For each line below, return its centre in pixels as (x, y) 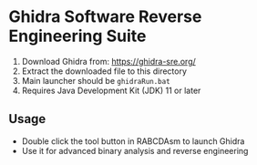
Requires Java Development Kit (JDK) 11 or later (111, 90)
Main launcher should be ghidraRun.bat (96, 80)
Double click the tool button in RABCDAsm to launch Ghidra (133, 141)
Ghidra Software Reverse (105, 17)
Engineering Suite (77, 36)
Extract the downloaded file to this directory (104, 71)
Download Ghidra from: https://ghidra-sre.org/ (109, 61)
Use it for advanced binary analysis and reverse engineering (135, 150)
